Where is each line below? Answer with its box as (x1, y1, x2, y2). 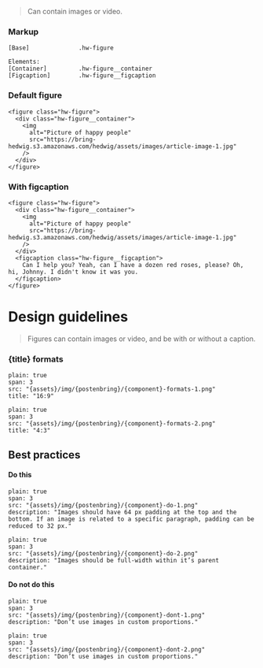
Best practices (8, 448, 81, 462)
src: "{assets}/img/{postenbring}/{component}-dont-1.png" (8, 610, 206, 619)
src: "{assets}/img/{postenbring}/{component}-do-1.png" (8, 501, 199, 509)
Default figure (8, 90, 63, 101)
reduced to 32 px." (8, 521, 72, 530)
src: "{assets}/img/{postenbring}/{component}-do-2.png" (8, 549, 199, 558)
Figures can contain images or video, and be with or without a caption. (27, 334, 256, 343)
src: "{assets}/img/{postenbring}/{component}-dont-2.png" (8, 645, 206, 653)
